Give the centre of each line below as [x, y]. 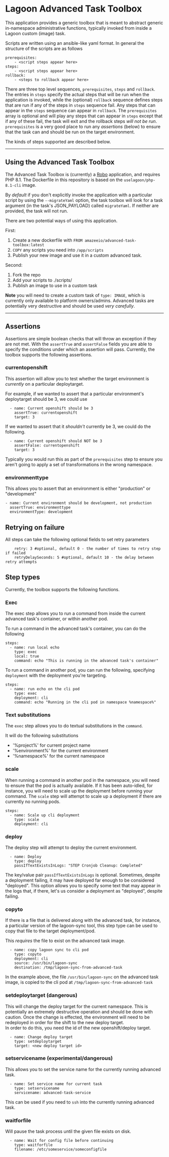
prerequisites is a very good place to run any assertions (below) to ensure [83, 126]
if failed [16, 553]
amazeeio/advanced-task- [111, 240]
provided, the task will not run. [37, 211]
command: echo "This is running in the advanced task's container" [86, 661]
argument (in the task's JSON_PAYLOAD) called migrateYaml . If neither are [82, 205]
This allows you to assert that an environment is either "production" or [78, 488]
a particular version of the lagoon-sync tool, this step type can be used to [81, 926]
